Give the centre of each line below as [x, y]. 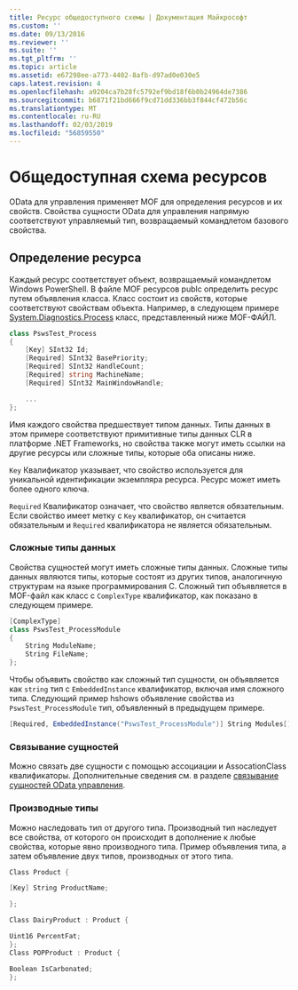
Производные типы [54, 808]
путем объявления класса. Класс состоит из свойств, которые [129, 298]
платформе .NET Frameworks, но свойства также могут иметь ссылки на [147, 443]
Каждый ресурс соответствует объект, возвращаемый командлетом [140, 279]
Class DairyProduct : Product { [69, 921]
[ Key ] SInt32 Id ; [57, 350]
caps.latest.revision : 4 [55, 84]
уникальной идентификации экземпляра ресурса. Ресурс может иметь [145, 479]
